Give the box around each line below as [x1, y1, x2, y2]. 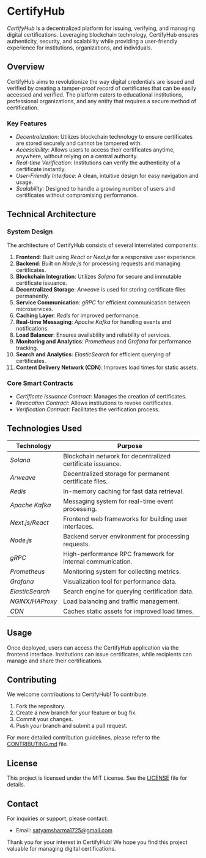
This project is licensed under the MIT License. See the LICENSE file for [7, 774, 188, 782]
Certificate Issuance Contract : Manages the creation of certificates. [15, 393, 187, 400]
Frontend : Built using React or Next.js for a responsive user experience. [15, 253, 197, 260]
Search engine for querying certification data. [62, 587, 194, 595]
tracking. [15, 344, 39, 351]
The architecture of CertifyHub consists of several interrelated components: [7, 241, 198, 249]
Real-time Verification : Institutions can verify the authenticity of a [15, 159, 180, 166]
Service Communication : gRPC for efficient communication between [15, 298, 191, 306]
